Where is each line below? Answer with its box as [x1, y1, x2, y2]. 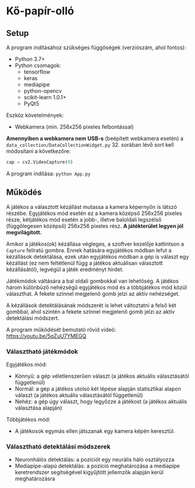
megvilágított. [6, 229, 42, 236]
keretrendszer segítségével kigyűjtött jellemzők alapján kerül [14, 469, 164, 476]
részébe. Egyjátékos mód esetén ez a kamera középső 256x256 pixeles [6, 210, 182, 217]
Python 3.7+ [14, 56, 45, 62]
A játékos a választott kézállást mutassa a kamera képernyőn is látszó [6, 203, 177, 210]
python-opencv [23, 87, 62, 94]
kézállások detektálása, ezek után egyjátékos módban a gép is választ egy [6, 253, 189, 260]
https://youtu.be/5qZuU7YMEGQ [6, 332, 86, 340]
